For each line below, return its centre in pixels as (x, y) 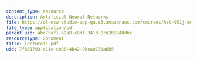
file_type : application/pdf (40, 28)
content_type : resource (35, 11)
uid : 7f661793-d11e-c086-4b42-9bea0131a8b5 (60, 49)
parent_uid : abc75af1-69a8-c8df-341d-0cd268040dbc (69, 33)
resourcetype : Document (35, 38)
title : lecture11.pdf (33, 44)
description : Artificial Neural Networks (57, 17)
